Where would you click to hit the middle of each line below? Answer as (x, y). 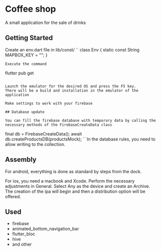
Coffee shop (30, 9)
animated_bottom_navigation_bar (45, 229)
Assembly (21, 160)
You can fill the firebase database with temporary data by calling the (80, 120)
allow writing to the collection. (35, 144)
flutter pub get (20, 73)
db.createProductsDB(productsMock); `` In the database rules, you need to (80, 139)
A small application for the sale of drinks (46, 23)
